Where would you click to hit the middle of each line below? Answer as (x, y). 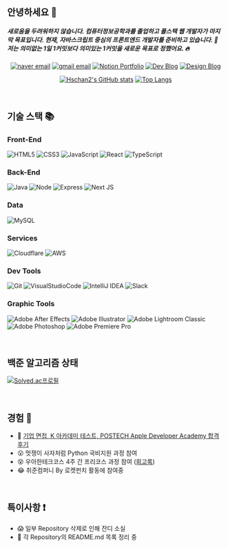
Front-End (24, 139)
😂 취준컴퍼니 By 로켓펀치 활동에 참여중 (70, 470)
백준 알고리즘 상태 (43, 363)
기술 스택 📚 (31, 116)
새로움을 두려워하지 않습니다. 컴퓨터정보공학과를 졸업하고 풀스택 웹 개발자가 (107, 31)
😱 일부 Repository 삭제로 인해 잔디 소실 (71, 528)
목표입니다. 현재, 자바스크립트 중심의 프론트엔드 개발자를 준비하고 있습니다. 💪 (116, 39)
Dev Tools (24, 271)
